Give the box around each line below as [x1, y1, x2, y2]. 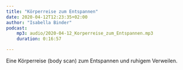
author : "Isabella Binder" [6, 19, 72, 25]
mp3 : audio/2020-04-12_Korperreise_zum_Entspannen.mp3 [16, 31, 154, 36]
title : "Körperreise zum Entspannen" [6, 8, 99, 15]
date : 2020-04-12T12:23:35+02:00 [6, 14, 88, 20]
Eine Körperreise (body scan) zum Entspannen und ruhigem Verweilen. [6, 57, 178, 64]
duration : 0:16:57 [16, 36, 62, 42]
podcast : [6, 25, 28, 31]
